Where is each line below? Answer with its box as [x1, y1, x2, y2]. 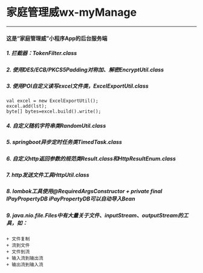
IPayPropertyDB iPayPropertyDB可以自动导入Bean [6, 195, 135, 203]
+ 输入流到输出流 [6, 255, 43, 261]
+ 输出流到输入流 [6, 261, 43, 268]
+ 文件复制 [6, 236, 30, 242]
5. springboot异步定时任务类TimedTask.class [6, 139, 123, 146]
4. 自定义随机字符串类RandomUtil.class [6, 122, 106, 129]
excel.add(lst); [6, 104, 47, 110]
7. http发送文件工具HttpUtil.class [6, 171, 89, 179]
